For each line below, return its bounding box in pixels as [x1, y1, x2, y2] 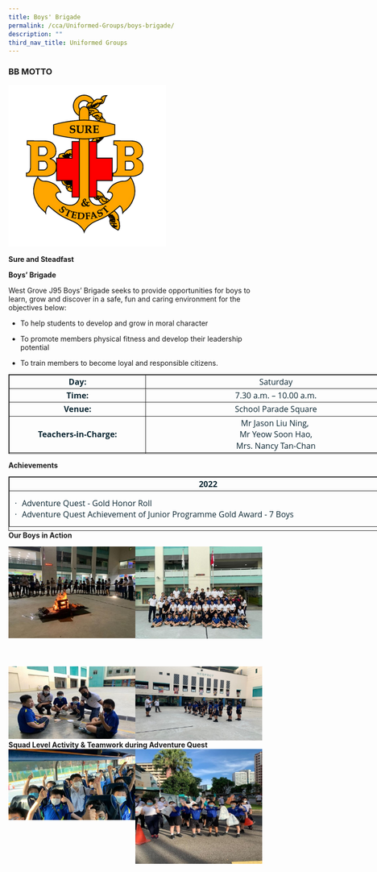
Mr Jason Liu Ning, [240, 417, 309, 429]
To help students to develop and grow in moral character [19, 318, 209, 328]
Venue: [63, 403, 92, 415]
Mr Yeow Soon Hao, [238, 428, 313, 441]
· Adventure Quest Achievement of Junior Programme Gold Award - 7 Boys [14, 508, 294, 520]
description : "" [8, 30, 63, 38]
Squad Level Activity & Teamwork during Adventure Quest [8, 740, 208, 750]
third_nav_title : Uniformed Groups [8, 39, 128, 47]
